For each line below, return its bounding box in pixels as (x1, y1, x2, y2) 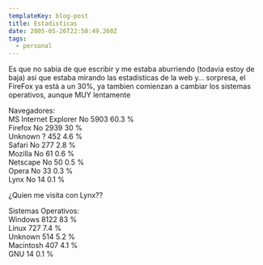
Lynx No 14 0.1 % (8, 175, 65, 185)
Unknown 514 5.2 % (8, 232, 75, 241)
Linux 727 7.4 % (8, 224, 62, 233)
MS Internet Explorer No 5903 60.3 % (8, 114, 134, 124)
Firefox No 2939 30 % (8, 123, 83, 133)
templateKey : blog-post (8, 11, 89, 20)
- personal (15, 42, 53, 50)
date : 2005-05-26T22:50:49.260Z (8, 27, 117, 35)
